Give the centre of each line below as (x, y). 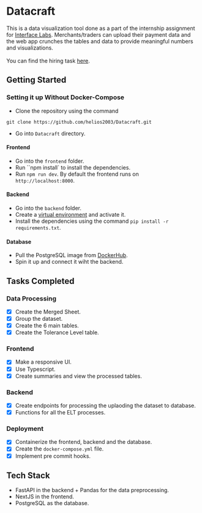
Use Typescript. (35, 369)
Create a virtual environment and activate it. (70, 215)
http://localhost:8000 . (45, 180)
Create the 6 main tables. (47, 326)
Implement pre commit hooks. (53, 456)
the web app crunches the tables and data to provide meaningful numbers (100, 41)
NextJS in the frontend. (45, 496)
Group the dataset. (39, 318)
